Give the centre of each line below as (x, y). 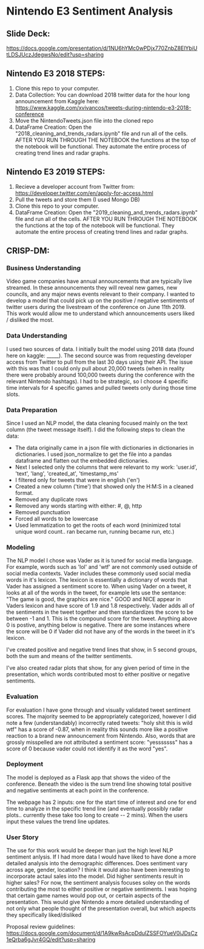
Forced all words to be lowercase (56, 519)
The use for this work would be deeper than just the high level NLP (90, 851)
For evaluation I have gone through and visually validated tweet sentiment (98, 710)
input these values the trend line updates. (58, 821)
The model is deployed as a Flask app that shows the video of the (89, 777)
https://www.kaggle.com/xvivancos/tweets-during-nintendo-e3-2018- (103, 107)
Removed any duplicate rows (51, 499)
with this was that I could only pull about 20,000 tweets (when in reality (96, 368)
